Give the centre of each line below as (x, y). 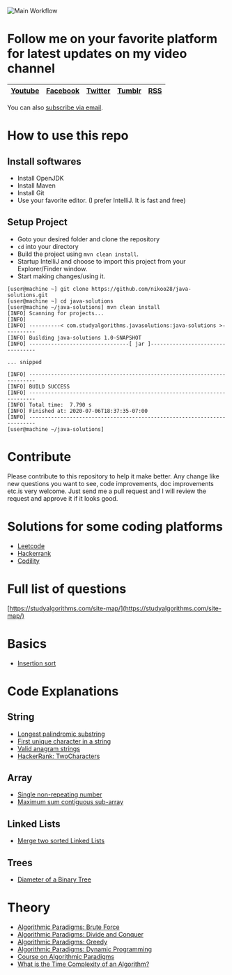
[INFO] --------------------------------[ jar (76, 344)
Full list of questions (67, 589)
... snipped (24, 362)
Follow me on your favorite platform (113, 39)
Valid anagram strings (48, 748)
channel (31, 69)
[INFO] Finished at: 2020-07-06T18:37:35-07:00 (78, 411)
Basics (27, 643)
